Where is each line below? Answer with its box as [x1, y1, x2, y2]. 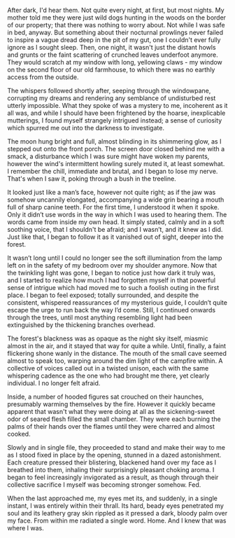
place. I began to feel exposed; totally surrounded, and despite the [7, 291, 199, 299]
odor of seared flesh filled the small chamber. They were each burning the [7, 415, 222, 423]
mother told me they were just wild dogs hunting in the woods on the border [7, 13, 226, 22]
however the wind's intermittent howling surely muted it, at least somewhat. [7, 160, 225, 167]
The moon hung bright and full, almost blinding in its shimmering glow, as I [7, 137, 222, 146]
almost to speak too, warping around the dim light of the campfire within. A [7, 357, 223, 365]
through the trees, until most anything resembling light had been [7, 313, 192, 322]
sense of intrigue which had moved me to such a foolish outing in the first [7, 284, 220, 291]
